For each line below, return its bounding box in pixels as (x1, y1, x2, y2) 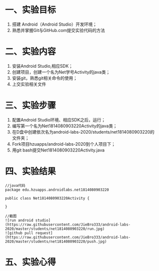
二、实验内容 (5, 46, 57, 57)
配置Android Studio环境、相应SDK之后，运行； (12, 117, 106, 122)
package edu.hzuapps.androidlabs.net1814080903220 (5, 187, 109, 192)
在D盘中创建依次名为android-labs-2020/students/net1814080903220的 (12, 129, 155, 135)
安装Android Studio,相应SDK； (12, 63, 73, 69)
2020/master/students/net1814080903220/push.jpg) (5, 239, 107, 244)
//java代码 (5, 183, 26, 188)
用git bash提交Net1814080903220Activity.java (12, 147, 105, 153)
